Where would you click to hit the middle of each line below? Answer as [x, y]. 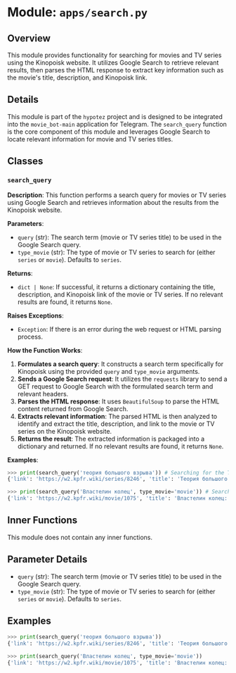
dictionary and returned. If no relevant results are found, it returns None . [120, 446]
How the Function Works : [45, 350]
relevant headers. [43, 394]
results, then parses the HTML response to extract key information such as [116, 70]
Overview [29, 38]
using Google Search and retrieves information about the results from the [113, 202]
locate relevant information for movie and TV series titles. [90, 139]
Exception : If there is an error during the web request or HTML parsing [119, 329]
